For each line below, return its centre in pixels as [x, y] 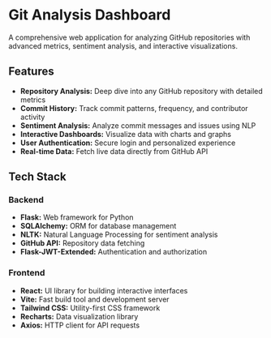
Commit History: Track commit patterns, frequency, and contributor [134, 108]
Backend [26, 200]
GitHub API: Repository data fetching [82, 243]
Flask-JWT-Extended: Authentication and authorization [114, 252]
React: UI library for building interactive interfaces [104, 290]
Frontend [27, 273]
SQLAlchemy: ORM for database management [98, 226]
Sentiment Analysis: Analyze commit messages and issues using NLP [138, 125]
